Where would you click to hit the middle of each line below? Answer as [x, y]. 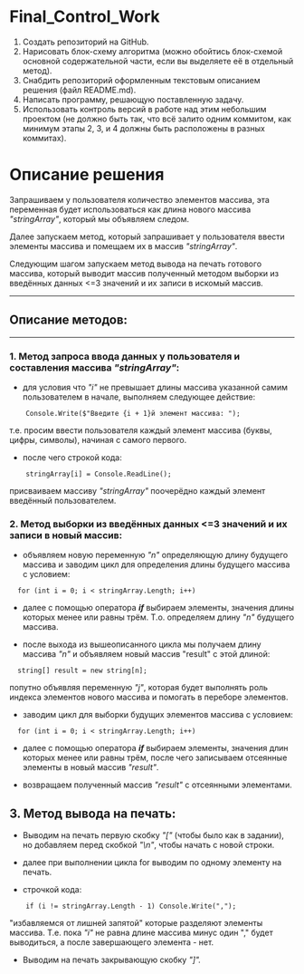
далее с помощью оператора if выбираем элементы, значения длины [158, 608]
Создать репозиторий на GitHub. [85, 42]
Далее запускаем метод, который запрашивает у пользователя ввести [147, 236]
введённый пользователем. [63, 500]
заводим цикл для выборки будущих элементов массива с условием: [158, 715]
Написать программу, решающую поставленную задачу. [133, 99]
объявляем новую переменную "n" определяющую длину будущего [155, 555]
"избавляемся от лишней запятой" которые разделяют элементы [136, 923]
